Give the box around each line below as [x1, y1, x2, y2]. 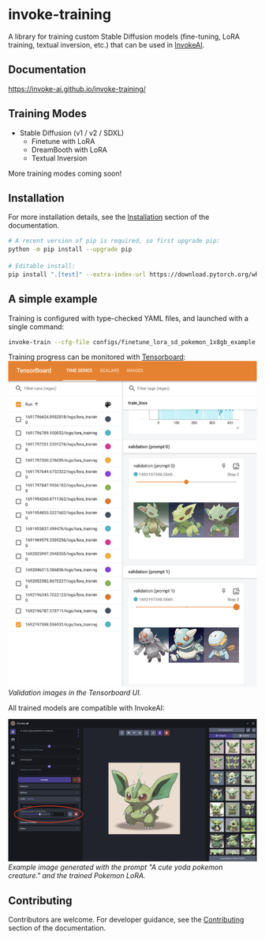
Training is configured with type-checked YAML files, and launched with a [8, 313, 248, 323]
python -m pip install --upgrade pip [8, 245, 132, 254]
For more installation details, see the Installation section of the [8, 212, 210, 222]
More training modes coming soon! [8, 168, 122, 178]
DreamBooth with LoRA [31, 145, 108, 154]
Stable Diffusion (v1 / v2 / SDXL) [19, 128, 125, 138]
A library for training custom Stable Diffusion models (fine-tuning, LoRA [8, 32, 241, 41]
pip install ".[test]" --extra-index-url [8, 271, 147, 278]
